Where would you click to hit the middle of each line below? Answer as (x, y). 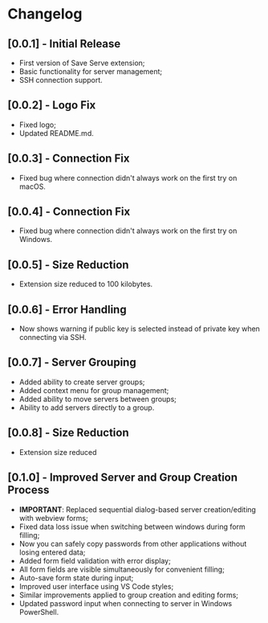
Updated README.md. (56, 133)
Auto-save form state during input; (76, 578)
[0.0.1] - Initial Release (64, 44)
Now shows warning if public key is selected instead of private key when (139, 329)
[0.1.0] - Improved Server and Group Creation (123, 478)
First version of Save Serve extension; (82, 63)
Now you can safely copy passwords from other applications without (133, 543)
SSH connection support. (61, 80)
